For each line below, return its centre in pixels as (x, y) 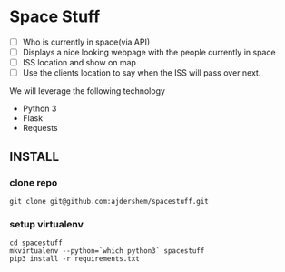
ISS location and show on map (79, 63)
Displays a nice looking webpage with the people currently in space (149, 52)
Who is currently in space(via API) (86, 42)
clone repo (34, 182)
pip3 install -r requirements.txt (75, 259)
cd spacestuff (36, 243)
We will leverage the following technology (88, 91)
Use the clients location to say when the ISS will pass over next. (142, 73)
